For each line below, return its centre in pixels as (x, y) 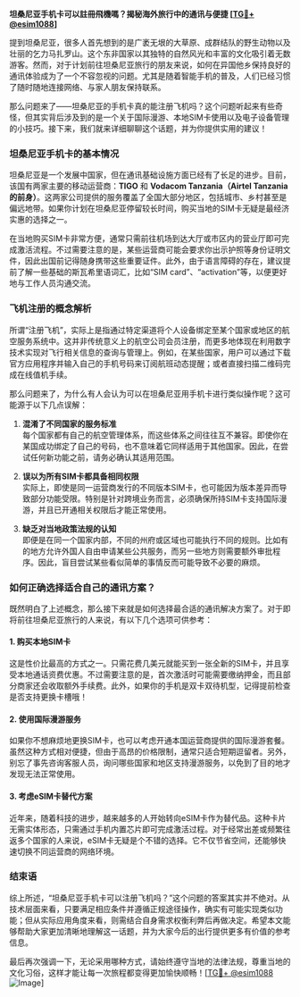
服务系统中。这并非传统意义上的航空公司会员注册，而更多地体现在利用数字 (154, 341)
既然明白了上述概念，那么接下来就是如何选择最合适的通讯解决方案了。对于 (146, 608)
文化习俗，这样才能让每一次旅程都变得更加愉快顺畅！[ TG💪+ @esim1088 (142, 972)
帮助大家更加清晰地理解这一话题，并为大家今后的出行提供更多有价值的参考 (154, 931)
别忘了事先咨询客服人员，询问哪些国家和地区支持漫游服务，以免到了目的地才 (150, 763)
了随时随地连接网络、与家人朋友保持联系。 (87, 87)
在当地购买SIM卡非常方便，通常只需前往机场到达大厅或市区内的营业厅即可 (146, 239)
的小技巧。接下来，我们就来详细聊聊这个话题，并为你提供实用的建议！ (138, 128)
